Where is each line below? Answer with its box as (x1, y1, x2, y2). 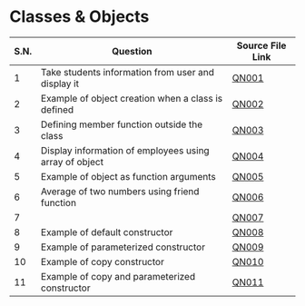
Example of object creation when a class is (40, 92, 223, 104)
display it (40, 77, 80, 90)
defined (40, 103, 74, 115)
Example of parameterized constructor (40, 241, 206, 253)
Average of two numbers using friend (40, 184, 200, 197)
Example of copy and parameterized (40, 270, 196, 282)
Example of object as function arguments (40, 170, 216, 183)
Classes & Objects (9, 6, 150, 27)
